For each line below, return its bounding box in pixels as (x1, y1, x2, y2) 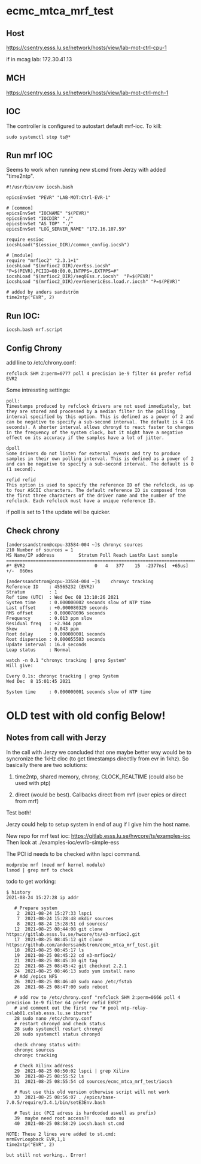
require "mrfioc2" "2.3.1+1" (6, 258, 79, 264)
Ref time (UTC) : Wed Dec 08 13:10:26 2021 (6, 594, 119, 600)
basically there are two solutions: (6, 761, 88, 768)
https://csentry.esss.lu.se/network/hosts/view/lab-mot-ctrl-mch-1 (6, 89, 169, 96)
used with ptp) (14, 779, 51, 786)
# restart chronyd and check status (14, 1020, 106, 1026)
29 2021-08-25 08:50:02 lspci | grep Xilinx (14, 1068, 130, 1074)
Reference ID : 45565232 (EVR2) (6, 584, 95, 590)
